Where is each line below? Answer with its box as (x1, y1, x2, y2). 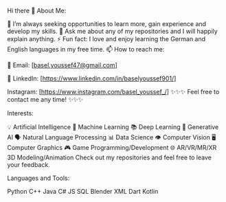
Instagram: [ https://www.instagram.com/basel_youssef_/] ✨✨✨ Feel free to (7, 88, 220, 96)
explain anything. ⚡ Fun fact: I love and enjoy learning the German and (7, 35, 206, 43)
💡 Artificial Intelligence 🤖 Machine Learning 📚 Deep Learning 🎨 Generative (7, 123, 219, 131)
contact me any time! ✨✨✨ (7, 96, 84, 103)
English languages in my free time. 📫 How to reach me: (7, 45, 165, 53)
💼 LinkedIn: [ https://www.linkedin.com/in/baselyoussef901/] (7, 74, 177, 82)
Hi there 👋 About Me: (7, 7, 67, 14)
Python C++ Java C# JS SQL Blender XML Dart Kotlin (7, 188, 159, 195)
